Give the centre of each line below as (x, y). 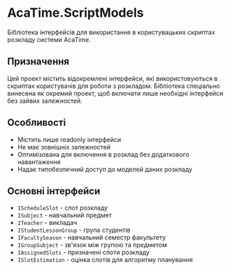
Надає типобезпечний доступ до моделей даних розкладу (105, 169)
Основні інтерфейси (54, 191)
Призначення (38, 62)
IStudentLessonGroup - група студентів (74, 230)
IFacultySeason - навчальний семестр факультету (92, 237)
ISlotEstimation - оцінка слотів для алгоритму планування (105, 260)
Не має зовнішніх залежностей (64, 147)
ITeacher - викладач (47, 223)
